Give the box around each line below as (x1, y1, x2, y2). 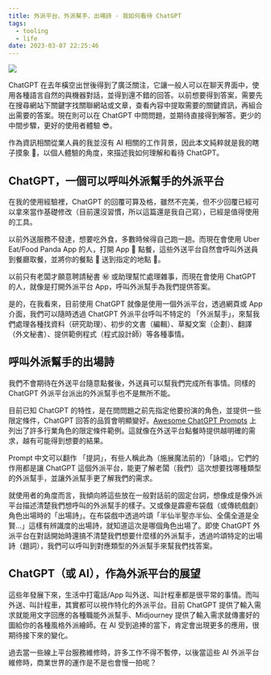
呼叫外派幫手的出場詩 (8, 355, 115, 369)
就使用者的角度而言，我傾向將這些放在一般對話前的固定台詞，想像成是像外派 (8, 490, 263, 500)
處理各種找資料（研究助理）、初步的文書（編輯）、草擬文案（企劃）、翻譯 (15, 319, 252, 328)
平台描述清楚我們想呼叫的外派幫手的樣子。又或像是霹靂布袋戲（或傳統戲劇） (8, 500, 263, 510)
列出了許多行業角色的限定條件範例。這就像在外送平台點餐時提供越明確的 (8, 425, 248, 435)
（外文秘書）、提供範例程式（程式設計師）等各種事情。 (8, 329, 189, 339)
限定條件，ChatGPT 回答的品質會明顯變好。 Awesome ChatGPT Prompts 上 (8, 416, 256, 425)
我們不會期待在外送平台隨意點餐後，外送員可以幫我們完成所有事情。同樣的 (8, 378, 256, 388)
